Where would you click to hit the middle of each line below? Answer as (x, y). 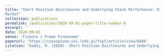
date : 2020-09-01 (23, 32)
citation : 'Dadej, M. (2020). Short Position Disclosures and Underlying (82, 46)
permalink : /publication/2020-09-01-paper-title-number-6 (66, 23)
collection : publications (31, 19)
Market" (13, 14)
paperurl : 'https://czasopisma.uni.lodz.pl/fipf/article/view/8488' (77, 41)
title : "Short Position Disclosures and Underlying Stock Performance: (80, 9)
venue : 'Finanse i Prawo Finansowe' (42, 37)
